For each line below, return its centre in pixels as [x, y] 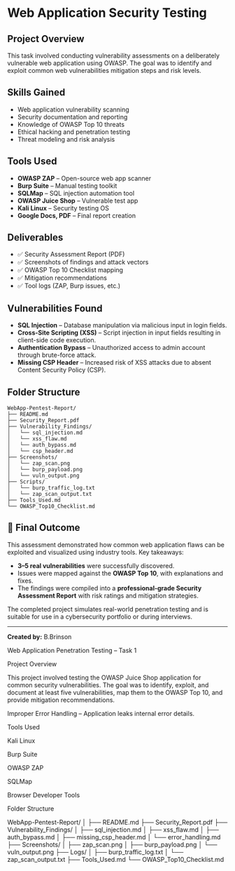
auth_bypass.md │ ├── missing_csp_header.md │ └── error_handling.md [114, 837]
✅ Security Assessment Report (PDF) [71, 255]
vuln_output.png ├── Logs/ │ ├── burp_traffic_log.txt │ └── [95, 852]
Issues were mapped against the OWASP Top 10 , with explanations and [120, 573]
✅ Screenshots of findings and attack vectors [83, 262]
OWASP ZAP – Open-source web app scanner [84, 178]
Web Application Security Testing [107, 13]
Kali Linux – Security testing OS [63, 208]
